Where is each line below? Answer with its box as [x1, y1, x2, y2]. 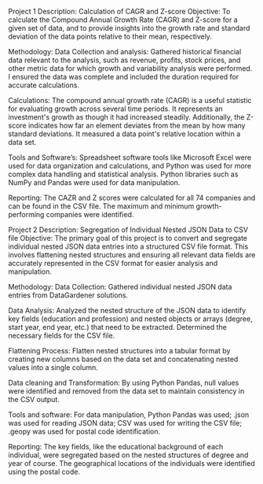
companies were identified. [46, 210, 134, 219]
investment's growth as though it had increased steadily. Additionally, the [8, 113, 245, 121]
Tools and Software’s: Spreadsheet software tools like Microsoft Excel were [8, 153, 252, 162]
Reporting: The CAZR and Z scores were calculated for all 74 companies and [8, 193, 256, 202]
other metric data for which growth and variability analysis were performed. [8, 64, 253, 73]
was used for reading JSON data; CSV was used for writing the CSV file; [8, 419, 242, 427]
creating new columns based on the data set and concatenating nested [8, 354, 239, 364]
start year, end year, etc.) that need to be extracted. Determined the [8, 323, 228, 331]
